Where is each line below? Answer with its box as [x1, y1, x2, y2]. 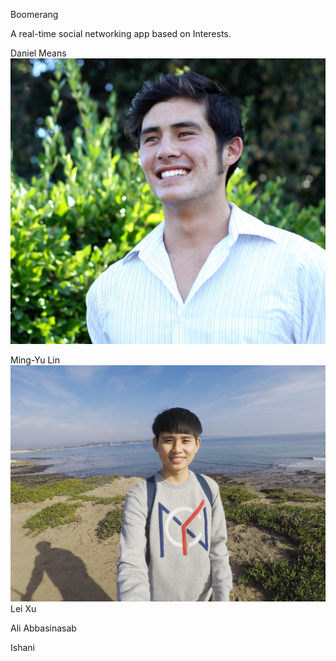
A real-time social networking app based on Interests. [10, 28, 232, 39]
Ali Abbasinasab [10, 622, 77, 634]
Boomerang [10, 9, 59, 20]
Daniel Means [10, 47, 67, 59]
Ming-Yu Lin [10, 354, 60, 366]
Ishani [10, 641, 35, 653]
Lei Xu [10, 602, 37, 614]
